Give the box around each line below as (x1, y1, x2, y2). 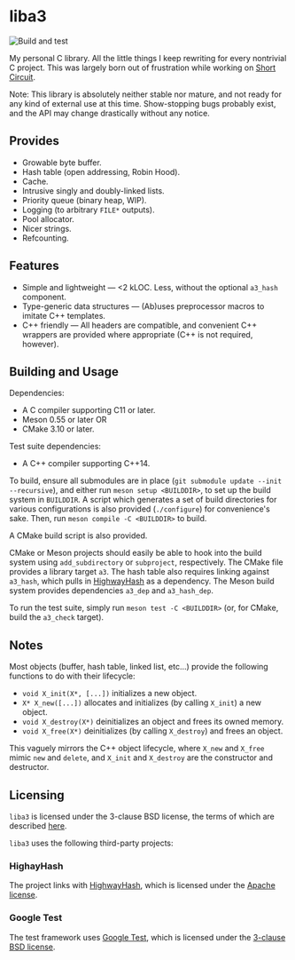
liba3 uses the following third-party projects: (9, 837, 175, 848)
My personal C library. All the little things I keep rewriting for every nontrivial (9, 52, 287, 63)
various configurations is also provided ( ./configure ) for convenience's (9, 504, 270, 514)
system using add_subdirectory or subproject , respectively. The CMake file (9, 557, 283, 567)
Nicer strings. (21, 223, 73, 234)
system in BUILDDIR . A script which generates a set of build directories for (9, 495, 277, 505)
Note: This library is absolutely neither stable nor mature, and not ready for (9, 89, 282, 99)
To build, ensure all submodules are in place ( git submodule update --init (9, 475, 282, 486)
